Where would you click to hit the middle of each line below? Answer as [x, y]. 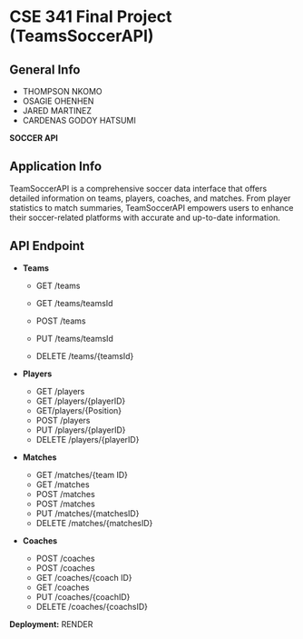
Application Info [56, 167]
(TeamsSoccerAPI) [82, 36]
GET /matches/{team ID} [82, 474]
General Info [45, 70]
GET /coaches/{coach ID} [84, 577]
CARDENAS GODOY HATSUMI [79, 120]
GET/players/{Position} [79, 410]
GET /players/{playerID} [81, 401]
